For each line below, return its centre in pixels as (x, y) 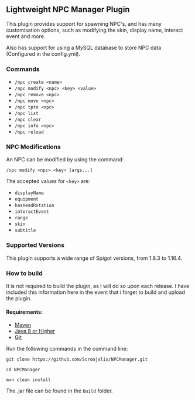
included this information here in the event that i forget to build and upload (96, 292)
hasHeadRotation (34, 206)
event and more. (26, 36)
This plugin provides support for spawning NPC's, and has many (84, 23)
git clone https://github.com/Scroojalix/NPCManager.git (77, 360)
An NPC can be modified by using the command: (65, 160)
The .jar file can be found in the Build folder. (59, 391)
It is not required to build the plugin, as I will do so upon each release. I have (98, 286)
